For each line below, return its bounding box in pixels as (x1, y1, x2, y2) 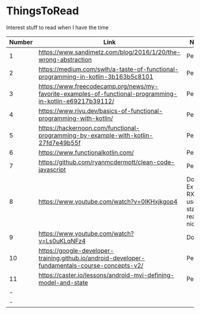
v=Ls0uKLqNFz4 (38, 237, 86, 245)
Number (9, 37, 33, 46)
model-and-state (38, 278, 88, 287)
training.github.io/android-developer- (38, 254, 145, 262)
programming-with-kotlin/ (38, 114, 113, 123)
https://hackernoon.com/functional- (38, 124, 140, 132)
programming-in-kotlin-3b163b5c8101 (38, 73, 154, 81)
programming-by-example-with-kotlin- (38, 131, 154, 139)
